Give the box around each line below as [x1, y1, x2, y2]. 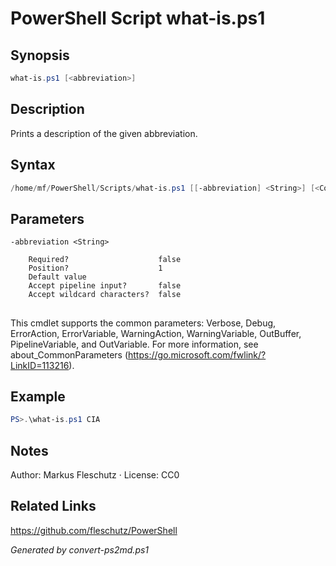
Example [10, 388, 66, 405]
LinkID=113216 [10, 359, 70, 371]
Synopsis [10, 47, 70, 64]
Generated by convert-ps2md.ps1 [10, 543, 150, 556]
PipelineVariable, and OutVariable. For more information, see [10, 338, 259, 350]
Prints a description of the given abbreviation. [10, 127, 198, 139]
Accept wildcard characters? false [28, 290, 182, 300]
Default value [28, 272, 87, 282]
